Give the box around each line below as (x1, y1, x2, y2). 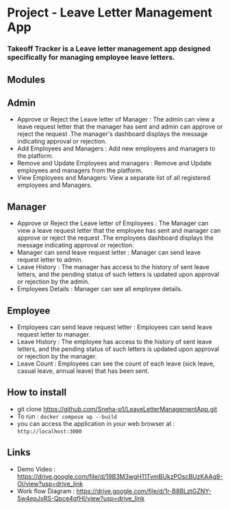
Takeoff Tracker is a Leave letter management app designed (7, 44, 211, 54)
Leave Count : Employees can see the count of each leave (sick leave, (16, 359, 215, 367)
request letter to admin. (16, 256, 84, 264)
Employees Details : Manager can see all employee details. (16, 285, 183, 293)
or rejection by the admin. (16, 278, 90, 286)
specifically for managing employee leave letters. (7, 53, 176, 63)
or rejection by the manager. (16, 352, 97, 360)
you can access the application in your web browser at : (16, 419, 175, 427)
